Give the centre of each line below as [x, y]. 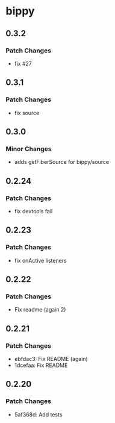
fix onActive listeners [40, 260]
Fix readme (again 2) [40, 310]
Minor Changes [29, 149]
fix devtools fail [33, 211]
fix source [27, 113]
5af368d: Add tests [38, 415]
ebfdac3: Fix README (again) [51, 359]
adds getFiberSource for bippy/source [62, 162]
